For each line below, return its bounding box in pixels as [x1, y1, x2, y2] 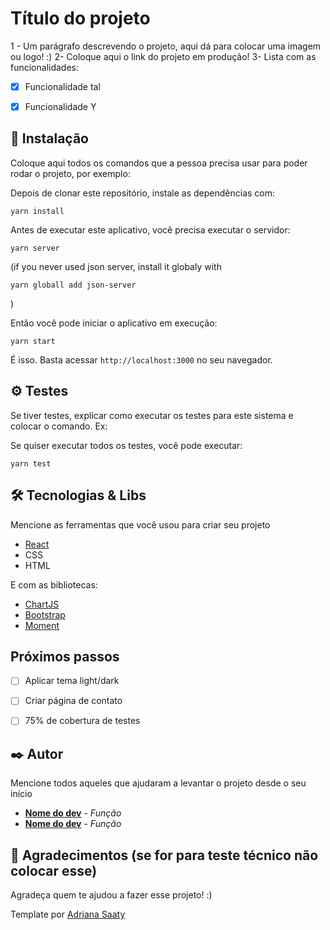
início [10, 788, 33, 800]
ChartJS [24, 598, 60, 610]
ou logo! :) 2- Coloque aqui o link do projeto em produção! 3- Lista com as [10, 50, 317, 62]
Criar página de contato [24, 695, 123, 707]
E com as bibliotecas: [10, 578, 98, 591]
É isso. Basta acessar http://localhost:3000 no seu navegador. [10, 353, 273, 366]
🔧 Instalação [10, 130, 89, 147]
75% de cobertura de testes [24, 715, 141, 727]
